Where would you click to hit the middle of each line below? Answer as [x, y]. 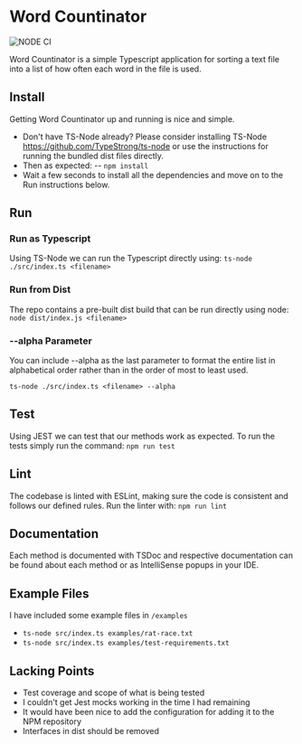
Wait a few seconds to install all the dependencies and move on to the [152, 174]
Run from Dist [40, 289]
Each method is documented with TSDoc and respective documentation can [151, 556]
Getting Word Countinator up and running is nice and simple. [122, 118]
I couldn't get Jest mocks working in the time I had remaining [136, 702]
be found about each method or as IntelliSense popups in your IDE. [134, 565]
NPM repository [52, 721]
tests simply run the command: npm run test [92, 446]
